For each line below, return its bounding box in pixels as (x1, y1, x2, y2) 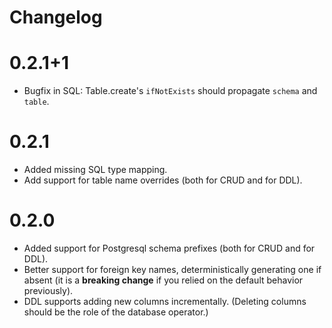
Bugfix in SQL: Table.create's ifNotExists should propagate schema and (23, 85, 318, 97)
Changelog (9, 6, 103, 29)
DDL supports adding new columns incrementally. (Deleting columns (23, 296, 307, 307)
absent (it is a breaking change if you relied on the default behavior (23, 274, 304, 286)
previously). (23, 285, 74, 296)
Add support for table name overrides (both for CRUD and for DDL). (23, 174, 303, 186)
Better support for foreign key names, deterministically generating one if (23, 264, 322, 275)
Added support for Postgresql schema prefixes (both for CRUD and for (23, 242, 316, 254)
